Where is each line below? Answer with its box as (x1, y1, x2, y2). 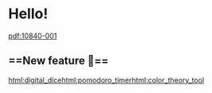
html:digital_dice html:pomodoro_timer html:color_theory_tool (8, 75, 205, 84)
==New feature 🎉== (8, 54, 109, 68)
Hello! (8, 5, 49, 23)
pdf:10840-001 (8, 31, 57, 41)
